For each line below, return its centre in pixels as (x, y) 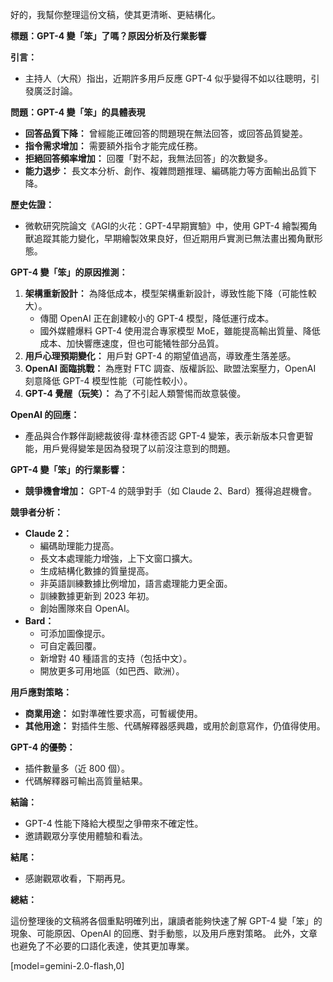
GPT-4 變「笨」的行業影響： (69, 469)
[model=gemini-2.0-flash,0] (67, 966)
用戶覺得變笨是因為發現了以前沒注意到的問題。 (139, 448)
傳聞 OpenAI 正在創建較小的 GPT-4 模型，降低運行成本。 (157, 318)
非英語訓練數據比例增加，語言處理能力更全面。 (136, 583)
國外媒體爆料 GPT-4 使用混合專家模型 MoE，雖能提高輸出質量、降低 (180, 331)
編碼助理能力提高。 (79, 546)
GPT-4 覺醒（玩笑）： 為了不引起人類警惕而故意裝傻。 (135, 393)
